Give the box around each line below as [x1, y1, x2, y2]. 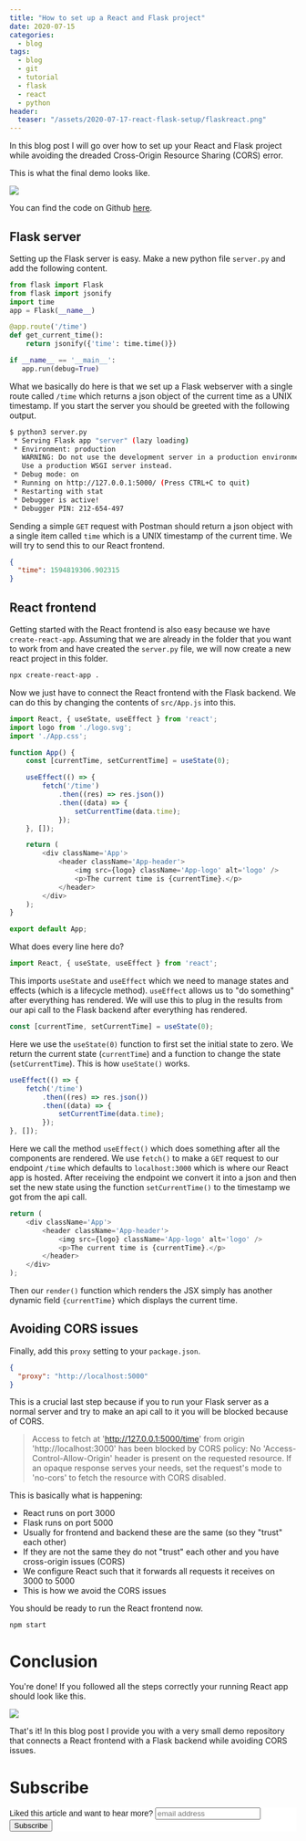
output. [9, 410, 36, 421]
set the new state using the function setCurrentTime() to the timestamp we [9, 1182, 291, 1192]
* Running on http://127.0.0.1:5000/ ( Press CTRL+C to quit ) [13, 478, 250, 488]
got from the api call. [9, 1192, 87, 1202]
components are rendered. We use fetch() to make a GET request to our [9, 1153, 280, 1164]
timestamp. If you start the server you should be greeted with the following [9, 400, 290, 411]
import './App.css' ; [9, 731, 88, 740]
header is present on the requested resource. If [114, 1453, 292, 1464]
